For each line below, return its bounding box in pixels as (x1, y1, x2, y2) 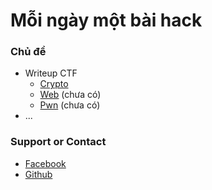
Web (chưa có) (39, 89, 102, 101)
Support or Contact (10, 135, 107, 149)
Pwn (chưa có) (39, 99, 101, 111)
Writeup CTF (24, 67, 78, 79)
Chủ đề (10, 45, 47, 59)
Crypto (39, 78, 69, 90)
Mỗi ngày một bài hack (10, 9, 203, 32)
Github (24, 168, 53, 180)
